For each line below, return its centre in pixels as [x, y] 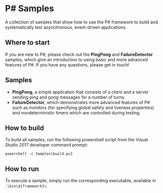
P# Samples [30, 9]
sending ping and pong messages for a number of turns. [69, 97]
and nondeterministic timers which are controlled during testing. [76, 112]
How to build [25, 128]
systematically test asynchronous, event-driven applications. [66, 27]
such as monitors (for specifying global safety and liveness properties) [83, 107]
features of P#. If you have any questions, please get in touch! [67, 64]
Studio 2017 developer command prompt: [47, 145]
